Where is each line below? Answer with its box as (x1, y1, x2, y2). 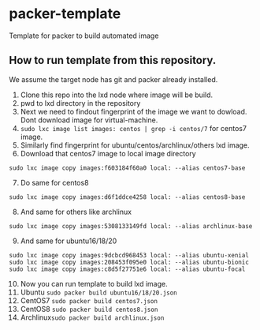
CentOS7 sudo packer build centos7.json (20, 295, 158, 305)
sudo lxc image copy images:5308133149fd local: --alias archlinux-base (9, 222, 253, 230)
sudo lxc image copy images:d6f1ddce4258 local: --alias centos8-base (9, 193, 246, 201)
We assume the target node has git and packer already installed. (9, 74, 218, 84)
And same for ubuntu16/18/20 (20, 236, 117, 246)
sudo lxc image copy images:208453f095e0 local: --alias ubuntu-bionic (9, 258, 249, 266)
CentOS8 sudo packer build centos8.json (20, 304, 158, 313)
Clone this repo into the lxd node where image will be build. (20, 90, 214, 99)
